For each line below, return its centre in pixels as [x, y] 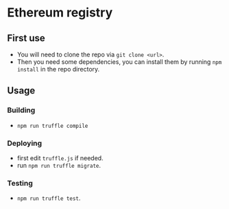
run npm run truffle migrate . [59, 165]
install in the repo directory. [58, 69]
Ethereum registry [60, 13]
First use [26, 38]
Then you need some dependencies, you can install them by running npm [119, 62]
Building [21, 110]
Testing [20, 183]
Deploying [25, 143]
